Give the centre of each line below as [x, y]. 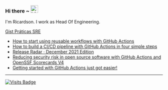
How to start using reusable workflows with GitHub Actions [73, 41]
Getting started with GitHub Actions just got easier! [65, 68]
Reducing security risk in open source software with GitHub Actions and [87, 57]
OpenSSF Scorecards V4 [38, 62]
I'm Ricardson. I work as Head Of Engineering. [53, 22]
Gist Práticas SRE [23, 31]
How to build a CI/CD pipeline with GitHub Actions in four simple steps [85, 46]
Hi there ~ [17, 11]
